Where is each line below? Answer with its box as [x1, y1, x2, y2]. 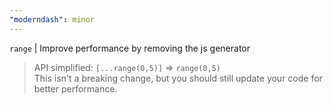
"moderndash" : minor [9, 14, 96, 25]
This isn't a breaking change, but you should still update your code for [33, 72, 323, 84]
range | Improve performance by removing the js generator [9, 42, 251, 54]
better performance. [33, 82, 118, 95]
